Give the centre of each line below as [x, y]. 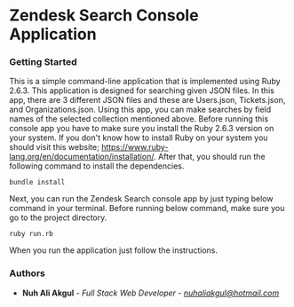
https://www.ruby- [135, 147]
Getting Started [43, 62]
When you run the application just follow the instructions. [113, 250]
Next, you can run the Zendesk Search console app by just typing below [141, 199]
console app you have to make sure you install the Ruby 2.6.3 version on [142, 129]
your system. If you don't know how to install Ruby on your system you [139, 138]
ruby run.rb [31, 234]
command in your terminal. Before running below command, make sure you [147, 209]
